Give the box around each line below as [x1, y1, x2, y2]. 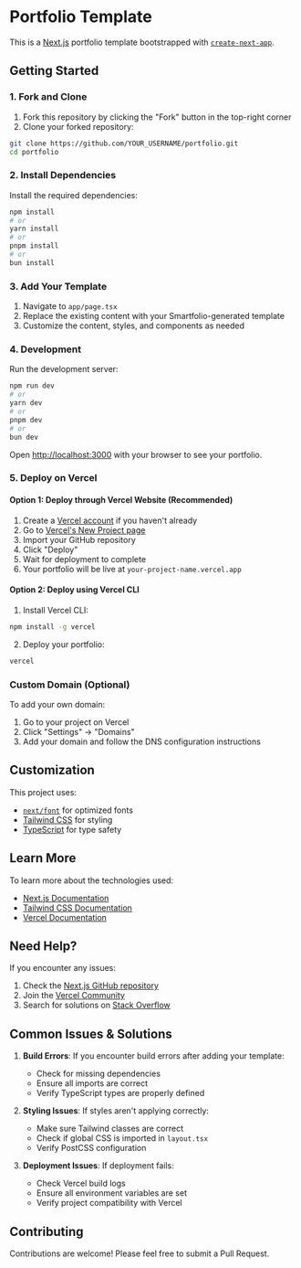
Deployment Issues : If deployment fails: [22, 1160, 175, 1171]
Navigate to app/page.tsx [22, 301, 118, 312]
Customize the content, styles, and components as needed [22, 320, 244, 331]
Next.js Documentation [22, 892, 109, 903]
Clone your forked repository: [22, 121, 134, 132]
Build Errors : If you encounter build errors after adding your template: [22, 1050, 285, 1061]
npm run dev [9, 381, 55, 390]
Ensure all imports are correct [36, 1078, 149, 1089]
